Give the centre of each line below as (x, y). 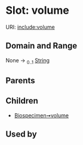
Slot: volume (38, 10)
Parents (20, 81)
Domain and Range (41, 46)
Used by (21, 135)
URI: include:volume (30, 27)
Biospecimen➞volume (41, 115)
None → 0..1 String (28, 61)
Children (22, 101)
